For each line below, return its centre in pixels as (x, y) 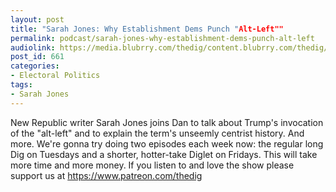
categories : (35, 66)
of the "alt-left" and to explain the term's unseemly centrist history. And (157, 133)
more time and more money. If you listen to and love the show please (152, 165)
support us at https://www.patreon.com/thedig (106, 175)
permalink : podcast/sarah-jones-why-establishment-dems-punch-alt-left (162, 38)
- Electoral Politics (55, 76)
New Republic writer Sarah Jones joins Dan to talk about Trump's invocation (167, 122)
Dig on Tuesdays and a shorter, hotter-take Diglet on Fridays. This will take (164, 154)
